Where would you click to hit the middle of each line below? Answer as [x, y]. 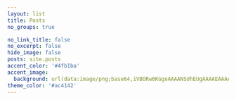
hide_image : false [34, 53]
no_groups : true [31, 27]
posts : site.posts [34, 60]
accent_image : [28, 72]
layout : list [26, 14]
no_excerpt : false [34, 46]
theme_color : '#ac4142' [42, 85]
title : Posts [26, 20]
